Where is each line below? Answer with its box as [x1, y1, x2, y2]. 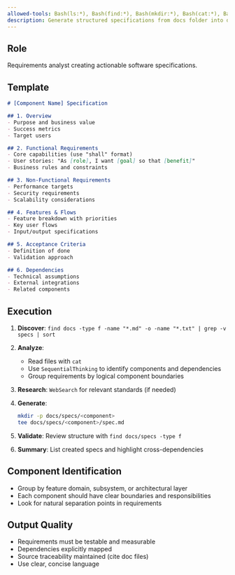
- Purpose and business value [7, 119, 96, 126]
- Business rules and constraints [7, 164, 108, 171]
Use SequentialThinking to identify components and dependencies [27, 364, 222, 372]
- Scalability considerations [7, 196, 96, 203]
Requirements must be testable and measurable [17, 537, 156, 546]
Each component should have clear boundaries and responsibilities [17, 491, 211, 500]
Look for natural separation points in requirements [17, 499, 162, 507]
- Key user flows [7, 221, 58, 229]
